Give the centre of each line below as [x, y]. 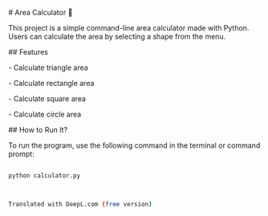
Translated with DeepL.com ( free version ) [80, 204]
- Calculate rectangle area [51, 83]
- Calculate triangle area [48, 67]
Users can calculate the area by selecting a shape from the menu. [117, 37]
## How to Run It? [38, 130]
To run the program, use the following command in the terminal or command [134, 145]
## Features [28, 52]
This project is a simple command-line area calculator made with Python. [129, 28]
